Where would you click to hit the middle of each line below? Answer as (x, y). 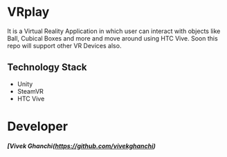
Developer (37, 126)
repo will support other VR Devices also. (64, 45)
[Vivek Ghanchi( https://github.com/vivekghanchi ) (81, 146)
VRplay (28, 12)
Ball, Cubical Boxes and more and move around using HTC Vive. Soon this (112, 38)
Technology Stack (47, 67)
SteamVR (30, 91)
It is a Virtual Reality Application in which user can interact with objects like (114, 31)
